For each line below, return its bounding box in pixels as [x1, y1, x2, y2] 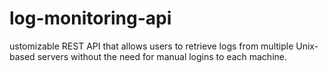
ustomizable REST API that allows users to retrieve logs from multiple [9, 40, 294, 52]
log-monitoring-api [9, 7, 172, 30]
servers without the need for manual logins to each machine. [37, 50, 287, 62]
